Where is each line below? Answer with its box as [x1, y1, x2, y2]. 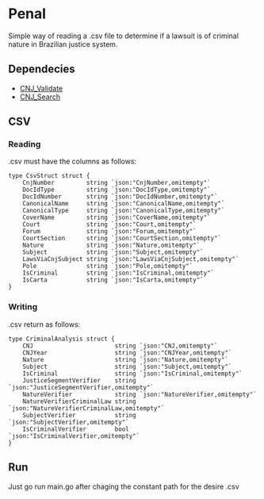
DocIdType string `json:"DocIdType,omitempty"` [22, 186, 212, 194]
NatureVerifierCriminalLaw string [22, 397, 136, 405]
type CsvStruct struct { [8, 172, 90, 180]
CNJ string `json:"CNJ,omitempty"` [22, 342, 218, 350]
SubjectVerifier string [22, 411, 136, 419]
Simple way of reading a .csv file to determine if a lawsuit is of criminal [8, 31, 239, 40]
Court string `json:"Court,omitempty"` [22, 221, 197, 228]
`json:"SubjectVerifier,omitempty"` [8, 418, 129, 426]
